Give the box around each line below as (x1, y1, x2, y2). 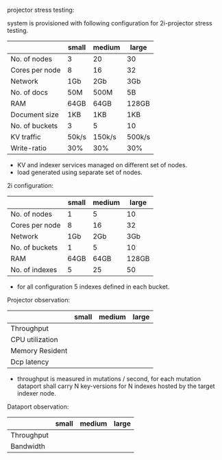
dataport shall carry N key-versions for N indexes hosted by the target (16, 382, 215, 390)
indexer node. (16, 389, 57, 397)
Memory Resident (10, 346, 68, 355)
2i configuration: (7, 182, 53, 189)
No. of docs (10, 88, 49, 97)
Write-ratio (10, 143, 47, 153)
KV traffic (10, 132, 41, 141)
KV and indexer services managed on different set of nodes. (16, 161, 188, 169)
